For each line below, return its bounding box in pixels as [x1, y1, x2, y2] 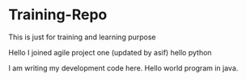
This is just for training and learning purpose [8, 32, 156, 42]
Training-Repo [8, 6, 108, 24]
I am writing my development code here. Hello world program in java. [8, 63, 239, 73]
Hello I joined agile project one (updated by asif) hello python [8, 47, 212, 57]
